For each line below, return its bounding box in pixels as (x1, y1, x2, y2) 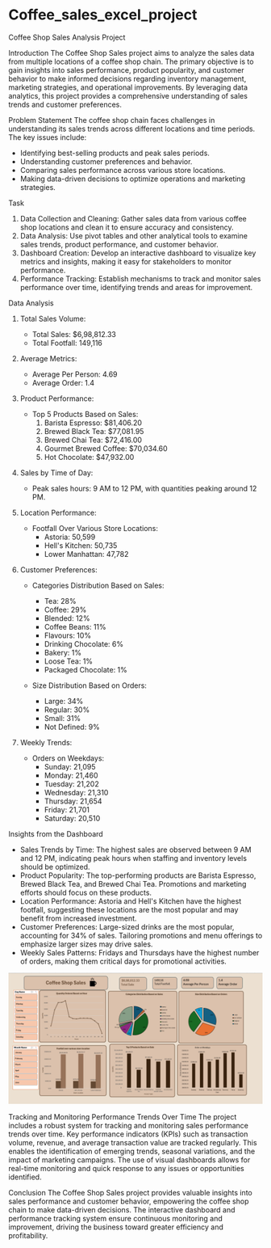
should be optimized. (19, 862, 90, 871)
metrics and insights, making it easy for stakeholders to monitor (19, 256, 232, 266)
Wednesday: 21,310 (44, 787, 109, 797)
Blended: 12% (44, 613, 90, 623)
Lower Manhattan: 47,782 (44, 549, 129, 559)
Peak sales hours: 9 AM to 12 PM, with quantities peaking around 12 (31, 483, 257, 493)
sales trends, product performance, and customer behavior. (19, 239, 219, 249)
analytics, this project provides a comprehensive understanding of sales (8, 91, 248, 100)
